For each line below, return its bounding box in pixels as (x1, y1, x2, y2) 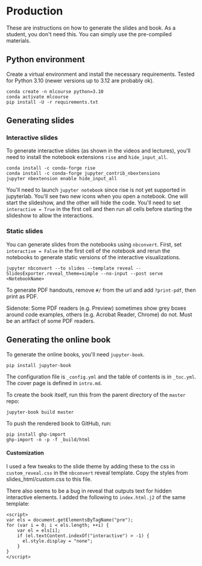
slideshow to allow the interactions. (6, 212, 94, 219)
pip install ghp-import (6, 431, 66, 438)
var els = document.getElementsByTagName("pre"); (6, 517, 134, 523)
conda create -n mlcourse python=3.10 (6, 89, 104, 95)
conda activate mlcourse (6, 93, 69, 100)
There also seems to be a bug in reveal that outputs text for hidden (6, 487, 172, 494)
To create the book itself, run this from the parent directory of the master (6, 391, 186, 398)
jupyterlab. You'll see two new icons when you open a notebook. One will (6, 193, 188, 200)
